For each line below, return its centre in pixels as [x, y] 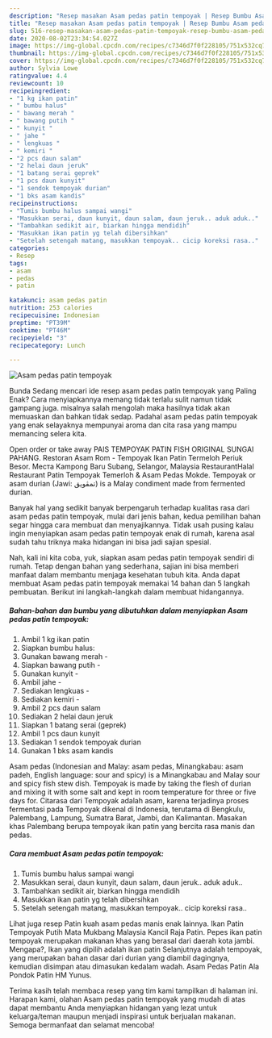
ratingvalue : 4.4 [38, 76]
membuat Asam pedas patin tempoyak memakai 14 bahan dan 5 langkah [130, 584]
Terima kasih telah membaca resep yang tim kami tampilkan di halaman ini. [134, 991]
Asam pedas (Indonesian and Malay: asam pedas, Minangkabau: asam [126, 766]
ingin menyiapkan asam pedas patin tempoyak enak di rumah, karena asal [132, 534]
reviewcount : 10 [36, 83]
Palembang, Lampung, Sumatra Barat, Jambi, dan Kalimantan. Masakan [128, 818]
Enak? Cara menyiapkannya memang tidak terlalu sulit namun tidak [121, 399]
